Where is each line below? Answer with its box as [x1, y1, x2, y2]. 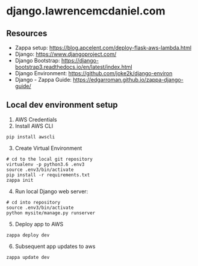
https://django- [61, 57, 99, 64]
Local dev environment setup [6, 100, 119, 110]
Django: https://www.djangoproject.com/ [14, 51, 117, 58]
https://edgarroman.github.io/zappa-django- [73, 76, 184, 83]
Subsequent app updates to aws [14, 243, 96, 250]
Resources [6, 28, 48, 39]
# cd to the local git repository [6, 156, 93, 162]
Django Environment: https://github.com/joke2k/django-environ [14, 70, 173, 76]
